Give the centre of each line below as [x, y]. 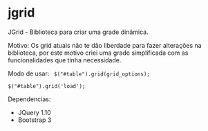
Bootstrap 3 [35, 120]
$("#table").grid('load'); [47, 86]
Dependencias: [29, 99]
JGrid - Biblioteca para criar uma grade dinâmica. [78, 32]
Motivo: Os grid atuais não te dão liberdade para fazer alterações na [105, 45]
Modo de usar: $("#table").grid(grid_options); [79, 73]
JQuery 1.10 [34, 112]
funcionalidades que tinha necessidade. [65, 60]
